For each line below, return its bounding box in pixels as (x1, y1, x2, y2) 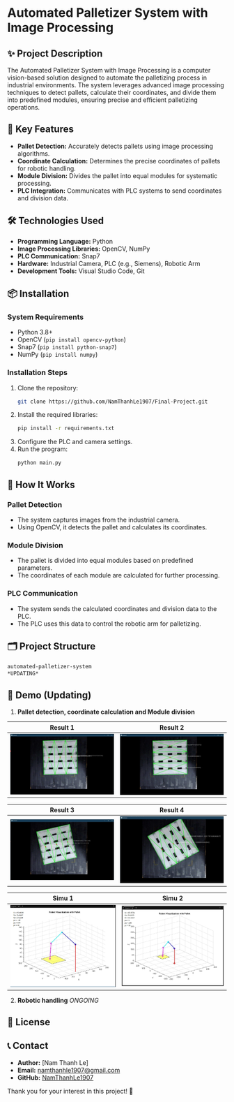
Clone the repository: (17, 383, 79, 392)
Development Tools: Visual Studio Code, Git (17, 267, 145, 275)
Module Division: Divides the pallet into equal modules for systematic (17, 171, 218, 179)
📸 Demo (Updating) (7, 689, 92, 701)
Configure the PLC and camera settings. (17, 438, 133, 446)
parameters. (17, 564, 53, 572)
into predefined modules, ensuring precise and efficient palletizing (7, 96, 198, 104)
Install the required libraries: (17, 411, 98, 419)
